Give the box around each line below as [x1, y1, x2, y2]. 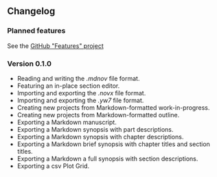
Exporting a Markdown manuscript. [16, 118, 117, 126]
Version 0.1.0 [7, 58, 52, 68]
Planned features [7, 26, 66, 36]
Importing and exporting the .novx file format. [16, 88, 146, 97]
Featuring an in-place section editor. [16, 82, 120, 90]
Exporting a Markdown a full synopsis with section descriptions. [16, 154, 198, 163]
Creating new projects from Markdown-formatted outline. [16, 110, 180, 119]
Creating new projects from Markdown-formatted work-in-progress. [16, 103, 210, 112]
